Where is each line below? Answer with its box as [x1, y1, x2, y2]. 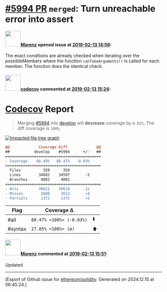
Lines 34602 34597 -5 [9, 173, 90, 178]
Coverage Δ [45, 207, 74, 214]
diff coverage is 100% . [17, 125, 61, 131]
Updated [5, 262, 23, 268]
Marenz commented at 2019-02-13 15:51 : [20, 251, 108, 257]
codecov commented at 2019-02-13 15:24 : [20, 86, 111, 92]
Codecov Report [5, 103, 74, 115]
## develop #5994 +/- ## [5, 149, 101, 154]
